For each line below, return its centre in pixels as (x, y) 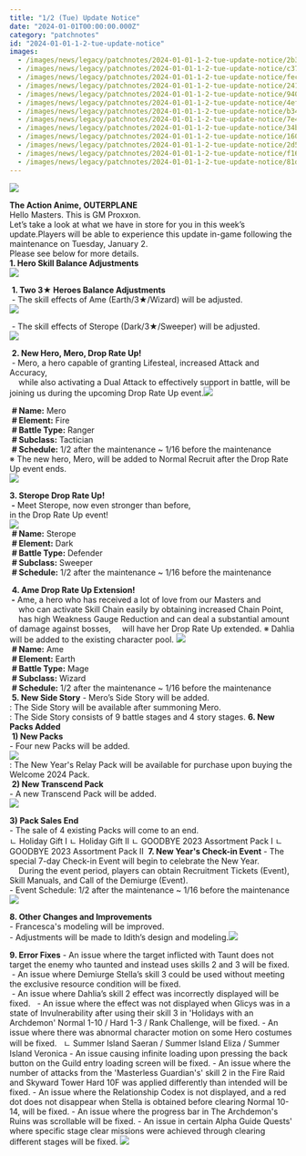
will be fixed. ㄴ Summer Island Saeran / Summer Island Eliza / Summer (145, 1043)
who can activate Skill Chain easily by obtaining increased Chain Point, (151, 609)
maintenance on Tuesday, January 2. (79, 243)
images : (24, 52)
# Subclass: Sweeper (52, 562)
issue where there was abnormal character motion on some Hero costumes (151, 1032)
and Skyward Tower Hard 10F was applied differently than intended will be (149, 1082)
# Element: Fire (41, 420)
